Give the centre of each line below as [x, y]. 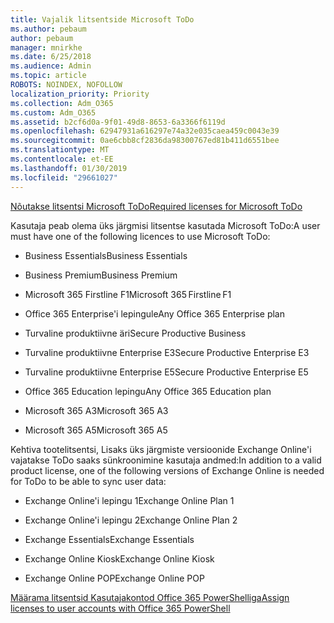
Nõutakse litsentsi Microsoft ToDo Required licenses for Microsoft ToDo [156, 206]
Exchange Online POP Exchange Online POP [114, 578]
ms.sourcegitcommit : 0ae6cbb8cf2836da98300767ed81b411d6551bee [145, 141]
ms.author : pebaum [48, 29]
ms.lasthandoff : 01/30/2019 [69, 168]
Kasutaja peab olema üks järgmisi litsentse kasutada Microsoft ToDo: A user [165, 225]
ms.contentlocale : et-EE [62, 159]
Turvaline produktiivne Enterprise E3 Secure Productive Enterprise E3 [167, 352]
